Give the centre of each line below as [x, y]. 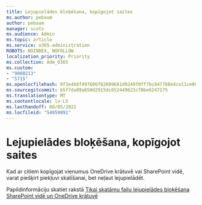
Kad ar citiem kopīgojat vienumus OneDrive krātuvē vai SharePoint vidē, [95, 171]
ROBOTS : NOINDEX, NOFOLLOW [40, 51]
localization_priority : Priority [48, 57]
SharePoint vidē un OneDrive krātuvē [52, 196]
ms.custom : [20, 68]
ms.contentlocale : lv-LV [37, 101]
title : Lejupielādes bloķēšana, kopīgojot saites [70, 12]
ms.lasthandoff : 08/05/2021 [41, 107]
